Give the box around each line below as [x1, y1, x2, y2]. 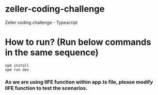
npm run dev [5, 67, 29, 72]
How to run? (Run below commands [5, 37, 151, 48]
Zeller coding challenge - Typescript [5, 19, 78, 25]
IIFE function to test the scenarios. [5, 84, 88, 91]
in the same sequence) [5, 47, 99, 58]
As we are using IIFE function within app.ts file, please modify [5, 78, 154, 85]
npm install [5, 63, 29, 68]
